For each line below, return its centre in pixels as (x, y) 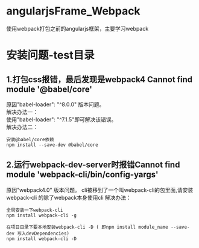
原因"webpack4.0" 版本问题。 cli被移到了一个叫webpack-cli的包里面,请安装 (100, 190)
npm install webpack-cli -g (42, 215)
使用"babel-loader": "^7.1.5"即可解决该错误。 (62, 119)
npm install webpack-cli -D (42, 239)
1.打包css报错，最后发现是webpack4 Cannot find (99, 79)
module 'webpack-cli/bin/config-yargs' (82, 175)
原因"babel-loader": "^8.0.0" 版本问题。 (55, 104)
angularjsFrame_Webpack (73, 11)
